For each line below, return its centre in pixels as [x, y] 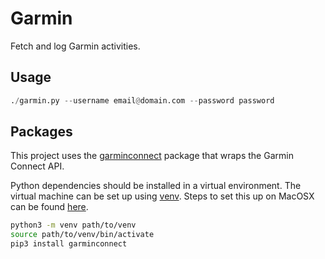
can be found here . [49, 207]
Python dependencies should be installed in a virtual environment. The [156, 186]
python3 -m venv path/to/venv [73, 225]
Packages [41, 132]
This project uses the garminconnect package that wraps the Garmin [152, 156]
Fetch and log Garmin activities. [75, 46]
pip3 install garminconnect [69, 244]
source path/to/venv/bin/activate [82, 235]
